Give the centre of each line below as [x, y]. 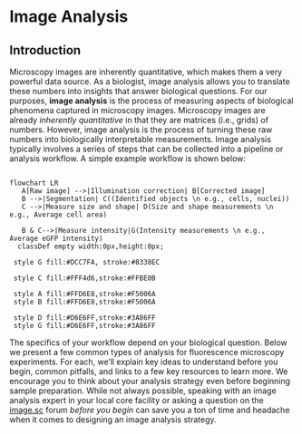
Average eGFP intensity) [56, 238]
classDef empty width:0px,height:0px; [91, 246]
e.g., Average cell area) [58, 215]
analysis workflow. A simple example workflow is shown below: [128, 159]
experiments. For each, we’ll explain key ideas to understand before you [144, 362]
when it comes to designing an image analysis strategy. [113, 420]
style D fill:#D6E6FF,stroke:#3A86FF [84, 318]
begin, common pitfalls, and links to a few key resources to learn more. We [149, 371]
